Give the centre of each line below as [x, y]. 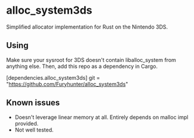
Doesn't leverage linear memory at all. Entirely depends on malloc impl [101, 117]
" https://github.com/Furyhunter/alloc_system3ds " [67, 84]
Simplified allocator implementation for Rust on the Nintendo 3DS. [87, 27]
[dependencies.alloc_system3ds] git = [53, 77]
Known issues [33, 103]
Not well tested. [34, 130]
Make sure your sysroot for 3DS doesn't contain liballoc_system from [91, 59]
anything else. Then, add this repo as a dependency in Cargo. [82, 66]
